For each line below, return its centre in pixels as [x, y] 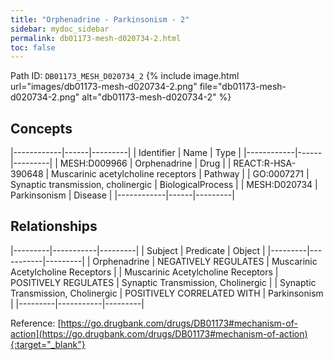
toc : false [33, 47]
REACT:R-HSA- [265, 163]
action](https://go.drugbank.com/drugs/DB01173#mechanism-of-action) [159, 333]
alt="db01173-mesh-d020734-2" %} [156, 97]
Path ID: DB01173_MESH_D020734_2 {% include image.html [125, 76]
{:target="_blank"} [48, 344]
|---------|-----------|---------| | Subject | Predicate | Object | [138, 250]
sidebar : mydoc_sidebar [60, 29]
